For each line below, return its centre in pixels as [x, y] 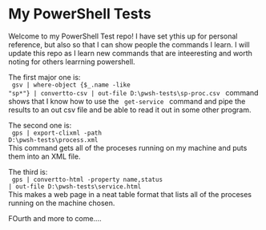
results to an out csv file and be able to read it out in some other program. [130, 110]
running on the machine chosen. [62, 203]
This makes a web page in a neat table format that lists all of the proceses [130, 194]
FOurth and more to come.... [55, 218]
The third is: [28, 171]
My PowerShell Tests [80, 14]
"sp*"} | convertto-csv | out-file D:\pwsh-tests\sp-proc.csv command [133, 92]
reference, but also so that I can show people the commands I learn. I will [129, 44]
